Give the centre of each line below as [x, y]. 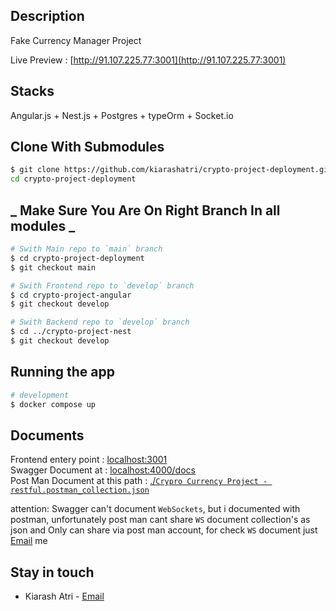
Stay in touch [52, 572]
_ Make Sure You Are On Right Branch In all [145, 210]
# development [40, 395]
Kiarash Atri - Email [64, 596]
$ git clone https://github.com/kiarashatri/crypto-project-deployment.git [171, 170]
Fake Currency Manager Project [76, 40]
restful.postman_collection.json [80, 490]
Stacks [32, 91]
